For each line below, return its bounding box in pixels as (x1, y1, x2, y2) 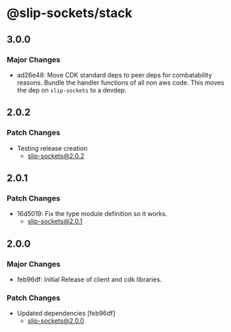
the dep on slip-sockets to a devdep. (16, 85, 127, 94)
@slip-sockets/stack (6, 5, 133, 21)
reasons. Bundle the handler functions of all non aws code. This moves (16, 78, 225, 87)
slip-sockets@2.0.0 (27, 316, 84, 325)
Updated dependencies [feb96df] (16, 309, 115, 318)
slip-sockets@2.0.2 (27, 151, 84, 160)
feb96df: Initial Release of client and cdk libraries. (16, 275, 162, 284)
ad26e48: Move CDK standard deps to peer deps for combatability (16, 70, 213, 79)
